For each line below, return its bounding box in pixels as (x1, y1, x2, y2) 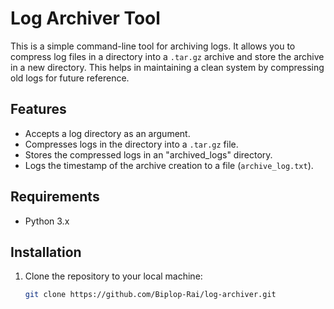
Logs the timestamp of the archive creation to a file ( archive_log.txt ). (24, 159, 314, 171)
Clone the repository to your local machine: (24, 270, 203, 282)
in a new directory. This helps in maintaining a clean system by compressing (10, 61, 325, 73)
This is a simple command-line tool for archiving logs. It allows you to (10, 40, 296, 52)
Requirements (10, 188, 100, 206)
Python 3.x (24, 215, 70, 227)
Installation (10, 243, 82, 261)
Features (10, 101, 67, 118)
